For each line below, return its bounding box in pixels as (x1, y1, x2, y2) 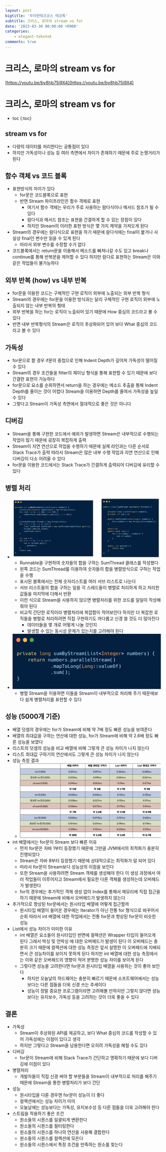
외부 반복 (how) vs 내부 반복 (5, 276, 87, 285)
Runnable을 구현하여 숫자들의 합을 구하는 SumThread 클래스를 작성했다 (19, 559, 159, 565)
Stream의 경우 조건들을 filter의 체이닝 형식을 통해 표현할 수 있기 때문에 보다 (12, 370, 157, 375)
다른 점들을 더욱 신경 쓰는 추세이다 (40, 981, 106, 987)
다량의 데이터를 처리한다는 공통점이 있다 (12, 143, 89, 149)
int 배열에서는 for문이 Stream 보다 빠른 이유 (12, 839, 97, 845)
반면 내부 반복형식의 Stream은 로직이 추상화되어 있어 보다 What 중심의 (12, 321, 148, 327)
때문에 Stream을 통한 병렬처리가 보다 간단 (19, 1080, 100, 1086)
